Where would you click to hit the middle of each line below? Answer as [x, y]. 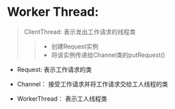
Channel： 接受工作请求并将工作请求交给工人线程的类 [93, 84]
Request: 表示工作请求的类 [54, 69]
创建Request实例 [75, 46]
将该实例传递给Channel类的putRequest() [108, 55]
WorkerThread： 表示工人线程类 [62, 98]
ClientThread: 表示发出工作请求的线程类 [80, 32]
